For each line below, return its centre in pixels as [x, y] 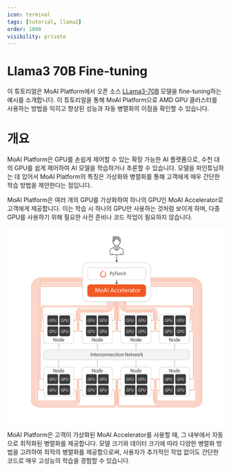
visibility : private [37, 37]
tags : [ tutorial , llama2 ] [44, 22]
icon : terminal [29, 14]
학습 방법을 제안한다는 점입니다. [50, 186]
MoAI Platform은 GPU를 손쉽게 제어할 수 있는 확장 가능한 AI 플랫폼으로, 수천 [110, 159]
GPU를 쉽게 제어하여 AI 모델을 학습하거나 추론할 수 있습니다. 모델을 [104, 168]
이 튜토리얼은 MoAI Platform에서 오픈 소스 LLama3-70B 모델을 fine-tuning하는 [114, 91]
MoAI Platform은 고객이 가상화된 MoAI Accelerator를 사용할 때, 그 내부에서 [109, 434]
